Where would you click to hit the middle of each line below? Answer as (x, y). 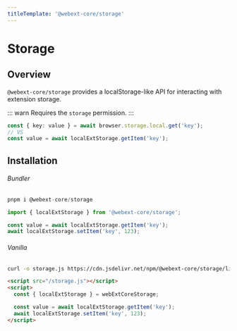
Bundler (19, 179)
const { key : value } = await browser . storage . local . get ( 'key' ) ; (105, 125)
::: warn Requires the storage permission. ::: (71, 113)
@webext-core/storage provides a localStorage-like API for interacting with (115, 92)
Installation (32, 160)
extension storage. (35, 99)
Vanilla (17, 247)
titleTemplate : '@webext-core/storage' (66, 14)
